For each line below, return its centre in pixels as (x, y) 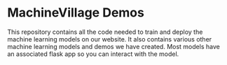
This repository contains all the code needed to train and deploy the (105, 32)
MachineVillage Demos (76, 13)
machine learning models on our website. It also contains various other (110, 39)
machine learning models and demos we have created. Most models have (114, 46)
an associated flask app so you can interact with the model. (93, 54)
